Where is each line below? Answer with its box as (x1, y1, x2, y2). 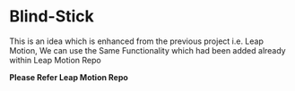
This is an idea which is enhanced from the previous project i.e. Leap (9, 36, 265, 46)
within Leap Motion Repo (9, 54, 101, 65)
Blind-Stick (9, 6, 94, 27)
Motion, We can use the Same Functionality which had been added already (9, 45, 286, 55)
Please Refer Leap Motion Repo (9, 71, 128, 82)
